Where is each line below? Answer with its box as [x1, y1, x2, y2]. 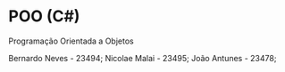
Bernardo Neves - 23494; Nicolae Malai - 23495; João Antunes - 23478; [8, 52, 277, 63]
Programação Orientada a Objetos [8, 36, 135, 46]
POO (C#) [8, 6, 80, 27]
